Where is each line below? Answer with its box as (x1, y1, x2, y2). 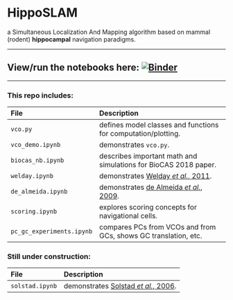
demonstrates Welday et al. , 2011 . (99, 171, 212, 181)
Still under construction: (7, 252, 92, 261)
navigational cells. (99, 211, 158, 221)
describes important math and (99, 151, 198, 161)
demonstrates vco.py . (99, 140, 170, 150)
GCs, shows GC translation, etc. (99, 231, 202, 240)
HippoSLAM (7, 5, 78, 21)
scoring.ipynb (10, 208, 58, 215)
